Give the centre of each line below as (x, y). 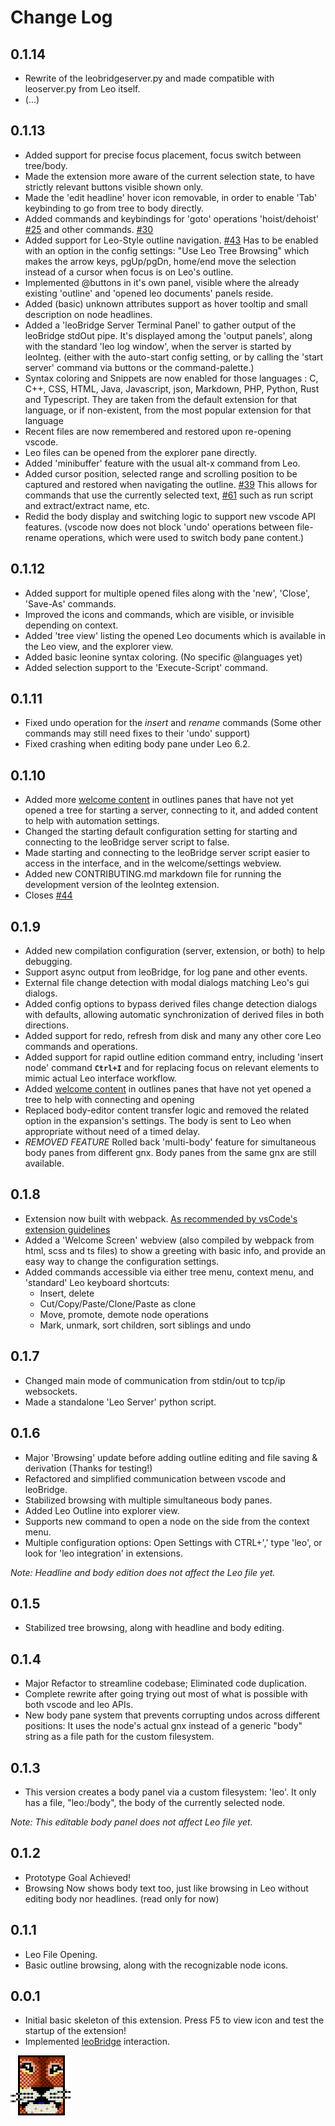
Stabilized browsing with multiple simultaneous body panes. (148, 1500)
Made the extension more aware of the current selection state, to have (169, 176)
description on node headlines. (88, 314)
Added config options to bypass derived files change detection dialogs (171, 1004)
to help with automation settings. (92, 821)
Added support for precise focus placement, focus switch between (163, 155)
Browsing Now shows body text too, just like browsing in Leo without (166, 1888)
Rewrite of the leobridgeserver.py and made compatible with (149, 78)
